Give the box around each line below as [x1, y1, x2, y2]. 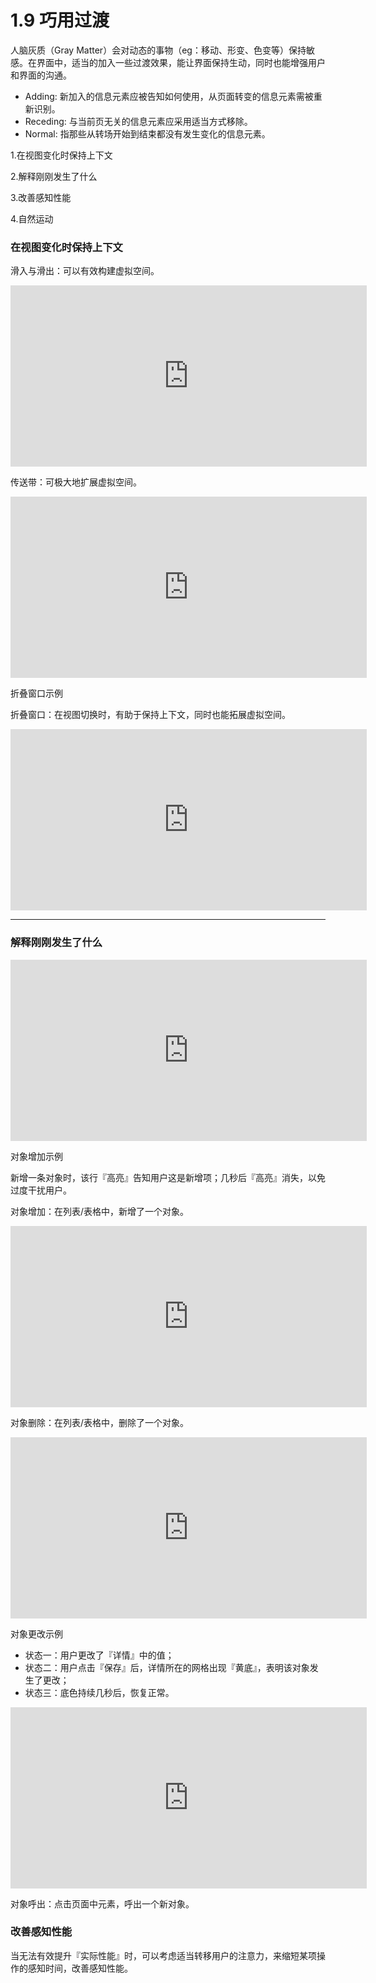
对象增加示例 [10, 1150, 63, 1162]
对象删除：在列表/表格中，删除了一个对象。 [10, 1416, 190, 1428]
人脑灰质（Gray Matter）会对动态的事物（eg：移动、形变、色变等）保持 [10, 44, 307, 56]
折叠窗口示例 [10, 687, 63, 700]
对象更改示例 [10, 1627, 63, 1640]
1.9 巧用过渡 [10, 9, 110, 32]
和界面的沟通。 [10, 69, 72, 81]
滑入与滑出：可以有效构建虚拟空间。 [10, 265, 160, 277]
